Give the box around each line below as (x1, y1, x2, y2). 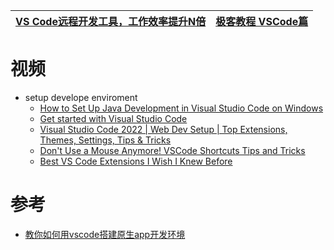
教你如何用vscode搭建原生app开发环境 (24, 228, 186, 240)
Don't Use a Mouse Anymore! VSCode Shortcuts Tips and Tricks (39, 144, 306, 156)
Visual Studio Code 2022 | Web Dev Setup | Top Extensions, (39, 123, 288, 135)
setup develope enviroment (24, 91, 138, 103)
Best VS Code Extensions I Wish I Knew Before (39, 155, 233, 167)
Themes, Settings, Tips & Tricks (39, 134, 172, 146)
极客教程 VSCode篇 (215, 15, 309, 28)
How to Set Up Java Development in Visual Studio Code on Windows (39, 102, 324, 114)
